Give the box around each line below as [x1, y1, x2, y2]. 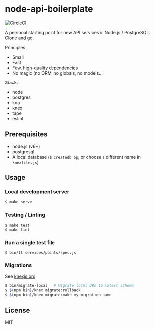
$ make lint [5, 227, 30, 232]
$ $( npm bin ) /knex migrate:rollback [5, 287, 81, 293]
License [5, 306, 30, 314]
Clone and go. [5, 35, 34, 41]
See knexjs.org [5, 273, 36, 279]
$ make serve [5, 200, 32, 205]
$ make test [5, 223, 30, 228]
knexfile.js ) [12, 159, 39, 165]
